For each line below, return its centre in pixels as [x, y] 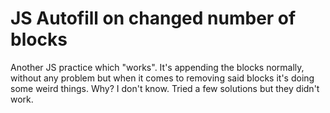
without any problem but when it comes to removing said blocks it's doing [162, 78]
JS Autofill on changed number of [153, 18]
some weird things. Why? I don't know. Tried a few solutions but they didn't [165, 88]
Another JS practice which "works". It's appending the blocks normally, [157, 67]
